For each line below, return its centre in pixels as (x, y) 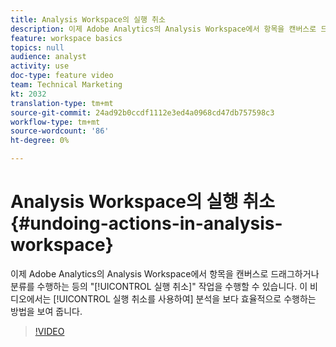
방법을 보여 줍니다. (46, 311)
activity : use (40, 66)
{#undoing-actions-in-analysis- (146, 223)
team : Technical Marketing (66, 85)
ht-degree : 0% (40, 141)
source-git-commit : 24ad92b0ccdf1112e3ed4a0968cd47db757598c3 (142, 112)
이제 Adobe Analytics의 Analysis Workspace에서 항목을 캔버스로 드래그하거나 (165, 273)
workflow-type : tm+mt (55, 122)
